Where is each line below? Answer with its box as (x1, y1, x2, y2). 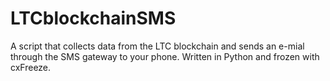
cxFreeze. (10, 61, 52, 73)
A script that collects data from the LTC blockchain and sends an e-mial (10, 40, 305, 52)
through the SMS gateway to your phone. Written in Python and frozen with (10, 50, 320, 62)
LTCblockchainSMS (10, 7, 177, 30)
